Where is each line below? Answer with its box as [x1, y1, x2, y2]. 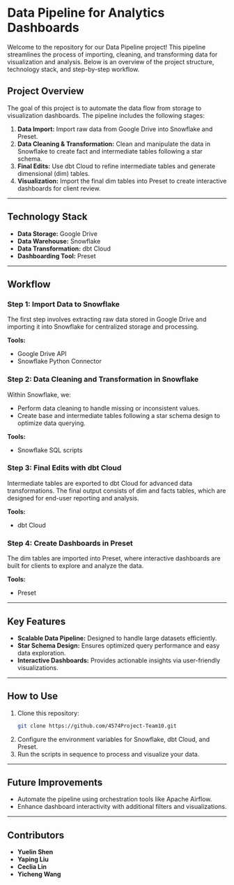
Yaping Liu [17, 855, 49, 863]
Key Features [7, 616, 66, 627]
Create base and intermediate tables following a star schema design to [17, 411, 221, 419]
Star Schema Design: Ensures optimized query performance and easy [17, 641, 220, 650]
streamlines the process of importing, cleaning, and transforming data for [7, 50, 218, 59]
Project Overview [7, 85, 84, 97]
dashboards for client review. [17, 184, 101, 193]
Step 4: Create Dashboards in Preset [7, 538, 134, 548]
